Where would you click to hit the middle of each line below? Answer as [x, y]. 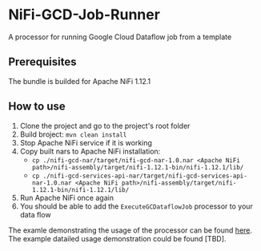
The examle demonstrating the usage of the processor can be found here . [130, 230]
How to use [37, 107]
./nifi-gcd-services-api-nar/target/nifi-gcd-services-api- [145, 176]
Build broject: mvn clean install [73, 134]
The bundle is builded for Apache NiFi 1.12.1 [79, 81]
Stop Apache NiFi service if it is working [86, 142]
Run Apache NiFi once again [67, 197]
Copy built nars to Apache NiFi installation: [90, 151]
